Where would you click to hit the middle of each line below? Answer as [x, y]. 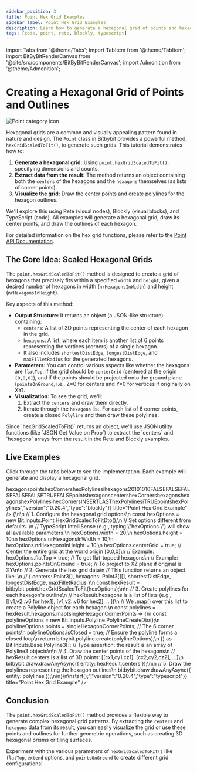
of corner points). [36, 188]
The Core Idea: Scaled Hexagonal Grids [79, 260]
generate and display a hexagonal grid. [53, 477]
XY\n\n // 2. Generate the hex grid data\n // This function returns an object [96, 570]
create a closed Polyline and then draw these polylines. [91, 415]
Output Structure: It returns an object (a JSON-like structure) [89, 315]
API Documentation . [30, 242]
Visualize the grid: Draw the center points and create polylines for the [99, 194]
